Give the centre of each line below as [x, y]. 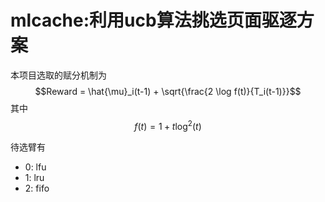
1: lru [34, 177]
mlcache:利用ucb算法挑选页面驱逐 [153, 20]
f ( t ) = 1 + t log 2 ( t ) [168, 125]
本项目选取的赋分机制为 [58, 75]
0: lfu [35, 167]
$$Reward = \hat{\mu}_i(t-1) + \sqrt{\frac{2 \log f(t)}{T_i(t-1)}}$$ [168, 91]
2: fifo [37, 188]
